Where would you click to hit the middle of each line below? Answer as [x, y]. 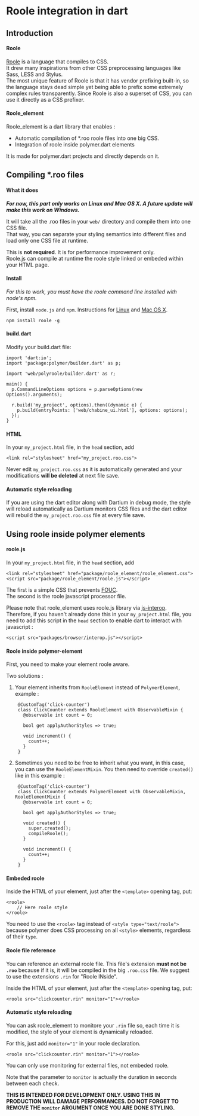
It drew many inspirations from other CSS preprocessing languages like [94, 68]
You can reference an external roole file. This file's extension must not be [96, 964]
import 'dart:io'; [29, 358]
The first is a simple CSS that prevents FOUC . [62, 589]
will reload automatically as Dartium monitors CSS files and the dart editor [97, 509]
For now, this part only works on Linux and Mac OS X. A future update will [99, 203]
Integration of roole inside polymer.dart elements [75, 144]
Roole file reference [31, 950]
